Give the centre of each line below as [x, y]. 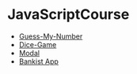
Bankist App [38, 61]
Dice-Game [38, 44]
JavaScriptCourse [68, 15]
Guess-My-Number [51, 36]
